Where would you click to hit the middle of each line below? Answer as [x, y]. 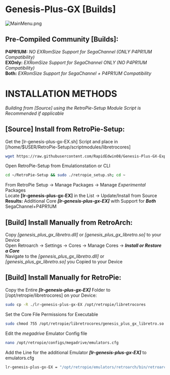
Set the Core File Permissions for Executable [52, 314]
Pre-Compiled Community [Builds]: [62, 39]
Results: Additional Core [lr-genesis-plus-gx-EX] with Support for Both [81, 201]
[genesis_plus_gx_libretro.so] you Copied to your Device [64, 262]
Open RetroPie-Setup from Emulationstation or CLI [58, 166]
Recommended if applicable [35, 113]
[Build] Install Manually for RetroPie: [63, 278]
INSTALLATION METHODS [61, 94]
